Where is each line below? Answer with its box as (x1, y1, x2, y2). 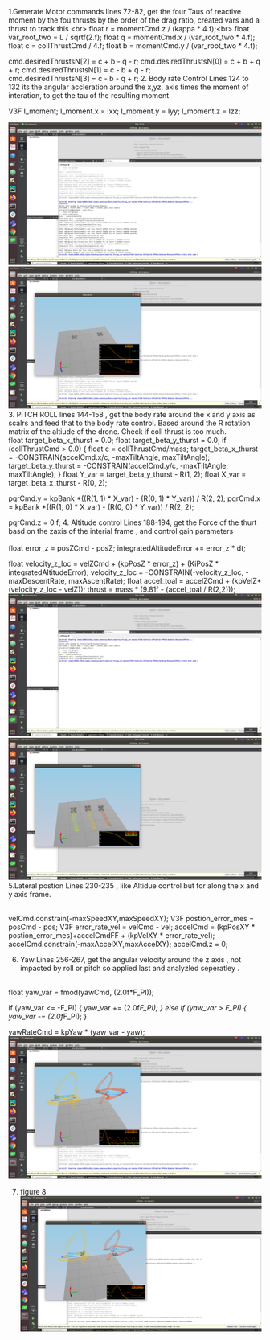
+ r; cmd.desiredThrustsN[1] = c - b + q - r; (8, 65, 151, 75)
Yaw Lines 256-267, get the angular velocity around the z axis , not (19, 955, 242, 964)
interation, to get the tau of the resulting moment (8, 91, 170, 100)
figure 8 (19, 1186, 47, 1196)
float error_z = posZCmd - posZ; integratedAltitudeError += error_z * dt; (8, 543, 247, 553)
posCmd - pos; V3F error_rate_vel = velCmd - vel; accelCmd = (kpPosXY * (8, 922, 256, 932)
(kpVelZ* (231, 576, 262, 585)
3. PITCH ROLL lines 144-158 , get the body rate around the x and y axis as (8, 410, 256, 419)
